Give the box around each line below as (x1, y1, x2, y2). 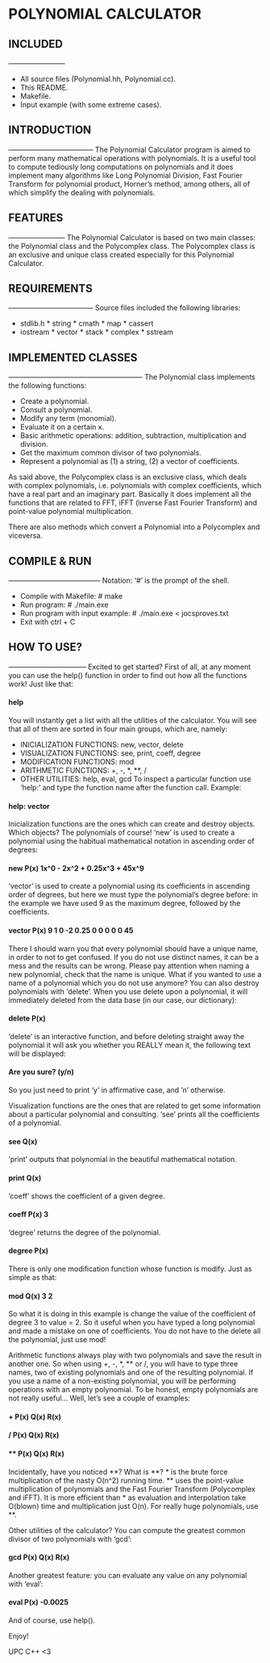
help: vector (8, 801, 50, 810)
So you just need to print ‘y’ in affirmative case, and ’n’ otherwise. (8, 1085, 226, 1095)
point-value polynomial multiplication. (8, 507, 133, 516)
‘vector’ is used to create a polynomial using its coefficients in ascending (8, 882, 250, 891)
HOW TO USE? (8, 640, 83, 655)
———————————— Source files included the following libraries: (8, 303, 241, 313)
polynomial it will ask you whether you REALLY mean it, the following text (8, 1040, 251, 1050)
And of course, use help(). (8, 1615, 95, 1625)
